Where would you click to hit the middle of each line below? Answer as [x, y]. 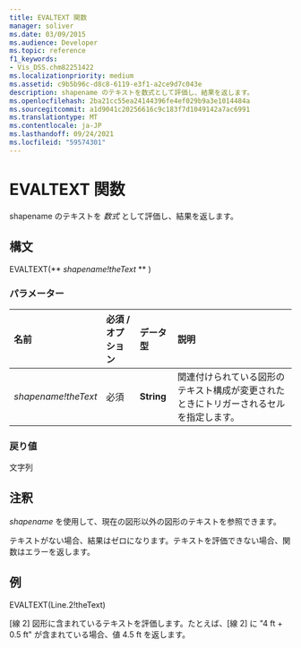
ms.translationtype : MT [54, 117]
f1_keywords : [34, 59]
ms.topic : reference [48, 51]
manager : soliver [42, 26]
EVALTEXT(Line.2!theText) [57, 604]
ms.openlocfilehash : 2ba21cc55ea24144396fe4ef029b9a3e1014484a [130, 101]
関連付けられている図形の [231, 377]
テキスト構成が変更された [231, 390]
